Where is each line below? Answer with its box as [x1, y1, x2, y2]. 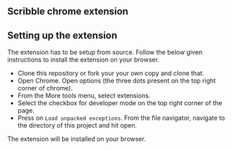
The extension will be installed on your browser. [7, 135, 146, 143]
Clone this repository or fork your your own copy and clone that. [17, 69, 204, 78]
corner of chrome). [17, 84, 73, 93]
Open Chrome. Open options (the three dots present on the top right [17, 76, 216, 85]
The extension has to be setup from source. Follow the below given [7, 48, 203, 57]
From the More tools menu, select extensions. [17, 91, 151, 100]
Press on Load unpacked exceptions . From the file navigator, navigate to [17, 114, 226, 122]
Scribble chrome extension [7, 6, 129, 18]
